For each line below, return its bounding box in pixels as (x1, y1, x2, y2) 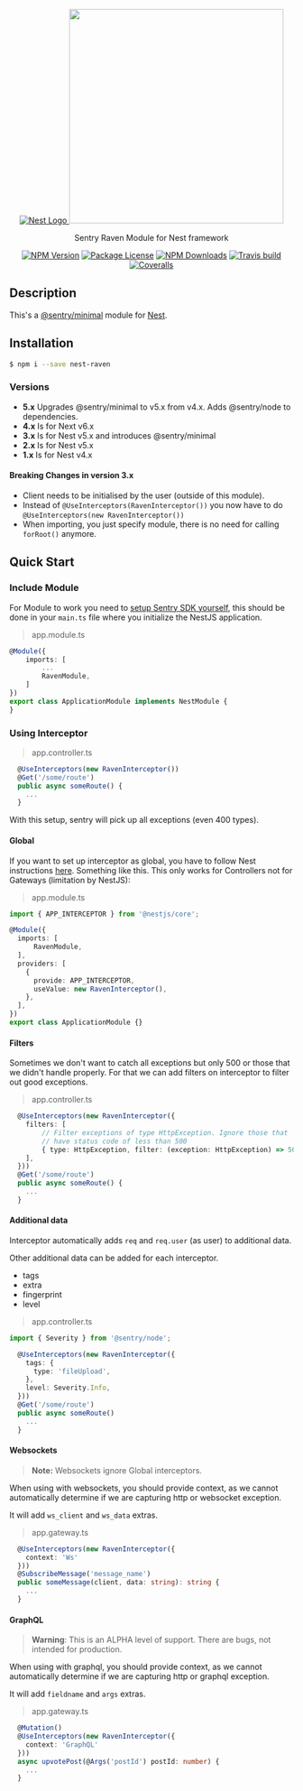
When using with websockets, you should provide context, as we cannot (9, 1482, 279, 1493)
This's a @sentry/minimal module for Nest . (9, 309, 168, 320)
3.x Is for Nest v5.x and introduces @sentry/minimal (22, 429, 216, 441)
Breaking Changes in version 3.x (9, 470, 134, 481)
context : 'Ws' (25, 1553, 78, 1562)
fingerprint (22, 1288, 63, 1299)
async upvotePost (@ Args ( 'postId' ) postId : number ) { (17, 1757, 220, 1766)
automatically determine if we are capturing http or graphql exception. (9, 1671, 271, 1682)
